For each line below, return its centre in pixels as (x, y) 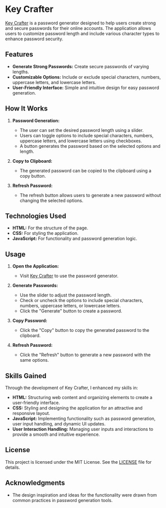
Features (19, 54)
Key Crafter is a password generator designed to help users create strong (81, 23)
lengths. (21, 72)
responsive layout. (31, 413)
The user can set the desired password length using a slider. (82, 130)
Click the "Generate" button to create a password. (71, 311)
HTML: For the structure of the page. (50, 228)
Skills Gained (26, 376)
